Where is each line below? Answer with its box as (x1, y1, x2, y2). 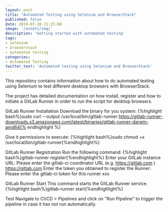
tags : (5, 36, 17, 41)
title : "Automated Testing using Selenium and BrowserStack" (5, 12, 137, 17)
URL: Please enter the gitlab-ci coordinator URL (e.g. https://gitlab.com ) (5, 160, 155, 166)
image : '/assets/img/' (5, 26, 53, 31)
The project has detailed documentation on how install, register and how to (5, 93, 161, 99)
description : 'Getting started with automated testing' (5, 31, 125, 36)
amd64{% (5, 124, 27, 131)
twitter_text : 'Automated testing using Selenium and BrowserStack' (5, 64, 152, 69)
